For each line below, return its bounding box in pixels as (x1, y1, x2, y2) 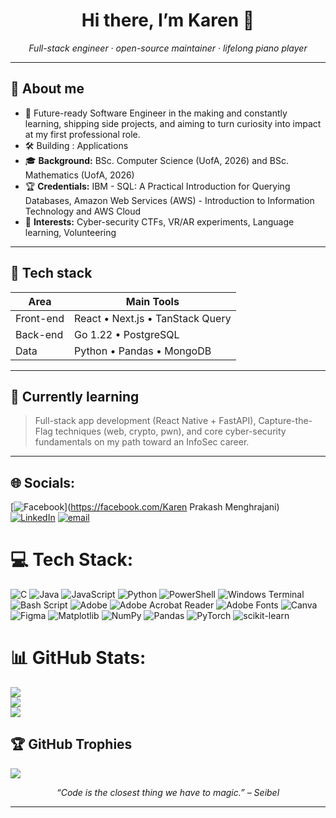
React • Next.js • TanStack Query (73, 311, 232, 325)
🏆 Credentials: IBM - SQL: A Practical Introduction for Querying (24, 180, 291, 192)
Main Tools (125, 294, 180, 308)
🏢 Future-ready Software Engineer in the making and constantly (24, 107, 288, 119)
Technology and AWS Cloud (24, 205, 142, 217)
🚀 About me (10, 80, 85, 98)
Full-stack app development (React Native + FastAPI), (34, 415, 257, 427)
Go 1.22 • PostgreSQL (73, 327, 180, 341)
